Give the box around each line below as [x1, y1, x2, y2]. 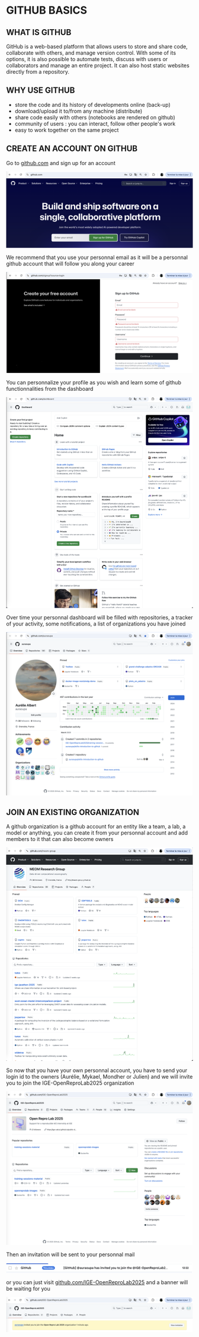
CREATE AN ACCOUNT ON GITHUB [6, 144, 138, 154]
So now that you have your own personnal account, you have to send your [6, 1067, 188, 1074]
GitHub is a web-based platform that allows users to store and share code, [6, 43, 188, 50]
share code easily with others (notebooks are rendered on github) [14, 113, 176, 121]
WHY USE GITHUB [6, 86, 75, 96]
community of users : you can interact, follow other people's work [14, 120, 176, 127]
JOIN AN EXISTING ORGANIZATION [6, 807, 139, 817]
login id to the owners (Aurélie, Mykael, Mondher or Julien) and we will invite [6, 1073, 193, 1080]
